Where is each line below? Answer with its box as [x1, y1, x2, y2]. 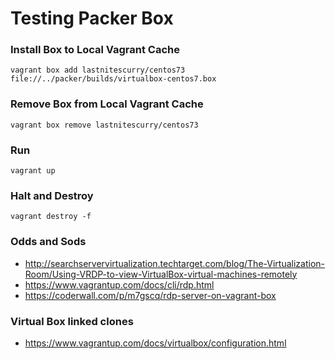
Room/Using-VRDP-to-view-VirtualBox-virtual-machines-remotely [24, 268, 298, 280]
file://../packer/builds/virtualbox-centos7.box [10, 74, 217, 84]
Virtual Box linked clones [10, 314, 134, 328]
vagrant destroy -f [10, 212, 92, 222]
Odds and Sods [10, 235, 87, 249]
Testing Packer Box [10, 7, 174, 30]
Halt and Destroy [10, 189, 94, 202]
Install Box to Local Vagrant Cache [10, 43, 180, 57]
